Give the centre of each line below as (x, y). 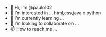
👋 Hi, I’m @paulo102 (31, 8)
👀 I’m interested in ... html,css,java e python (56, 13)
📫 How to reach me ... (33, 29)
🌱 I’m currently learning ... (37, 18)
